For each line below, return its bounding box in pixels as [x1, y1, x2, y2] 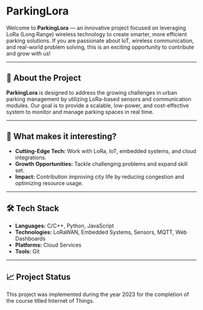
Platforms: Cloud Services [14, 241, 82, 248]
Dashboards [14, 235, 46, 242]
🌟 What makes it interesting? [6, 131, 117, 142]
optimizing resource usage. [14, 179, 83, 186]
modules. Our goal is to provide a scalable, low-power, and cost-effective [6, 101, 189, 109]
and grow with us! [6, 49, 51, 57]
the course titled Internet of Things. [6, 297, 95, 305]
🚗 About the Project [6, 73, 82, 83]
